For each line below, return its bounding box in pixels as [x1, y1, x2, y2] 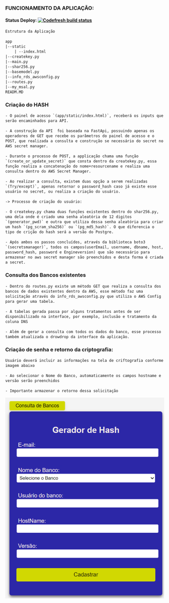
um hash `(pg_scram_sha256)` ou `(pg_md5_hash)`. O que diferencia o [5, 224, 155, 229]
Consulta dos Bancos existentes [5, 271, 86, 279]
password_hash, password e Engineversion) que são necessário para [5, 250, 150, 255]
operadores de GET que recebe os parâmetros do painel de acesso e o [5, 133, 155, 138]
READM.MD [5, 89, 24, 95]
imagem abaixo [5, 363, 35, 368]
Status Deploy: [5, 17, 37, 23]
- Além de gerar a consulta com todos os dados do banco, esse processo [5, 329, 161, 334]
